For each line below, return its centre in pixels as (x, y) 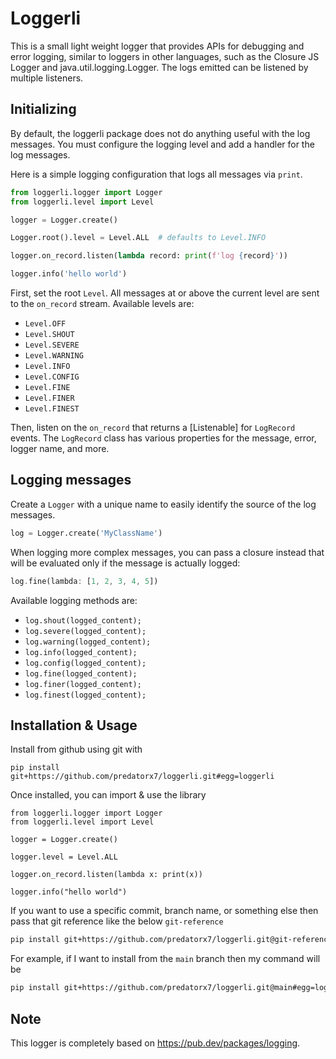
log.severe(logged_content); (85, 631)
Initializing (43, 109)
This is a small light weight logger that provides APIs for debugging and (157, 46)
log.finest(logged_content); (85, 695)
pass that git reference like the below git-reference (117, 921)
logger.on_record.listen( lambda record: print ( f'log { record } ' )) (149, 256)
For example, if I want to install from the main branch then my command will (165, 959)
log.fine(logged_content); (81, 673)
